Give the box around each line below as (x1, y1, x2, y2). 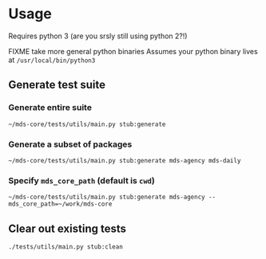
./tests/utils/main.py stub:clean (8, 243, 124, 251)
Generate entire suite (8, 102, 92, 113)
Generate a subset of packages (8, 139, 133, 150)
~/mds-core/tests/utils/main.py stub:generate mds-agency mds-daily (8, 156, 241, 164)
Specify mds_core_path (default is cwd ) (8, 175, 156, 186)
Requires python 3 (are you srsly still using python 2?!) (8, 31, 188, 41)
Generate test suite (8, 78, 106, 92)
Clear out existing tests (8, 222, 126, 235)
